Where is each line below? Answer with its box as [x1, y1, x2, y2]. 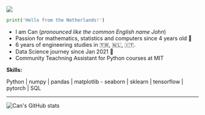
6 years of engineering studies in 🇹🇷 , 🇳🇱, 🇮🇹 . [15, 41, 136, 48]
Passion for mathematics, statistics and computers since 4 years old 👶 [15, 34, 192, 42]
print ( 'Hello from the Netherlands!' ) [6, 17, 105, 23]
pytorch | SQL [6, 84, 41, 91]
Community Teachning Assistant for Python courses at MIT [15, 54, 164, 61]
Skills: [6, 66, 23, 73]
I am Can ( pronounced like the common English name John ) [15, 28, 167, 35]
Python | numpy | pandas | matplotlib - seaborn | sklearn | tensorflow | [6, 78, 184, 85]
